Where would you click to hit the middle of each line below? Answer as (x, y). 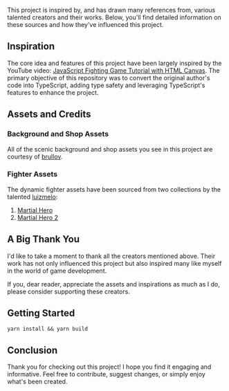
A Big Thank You (43, 239)
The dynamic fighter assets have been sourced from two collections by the (114, 189)
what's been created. (37, 382)
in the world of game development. (57, 271)
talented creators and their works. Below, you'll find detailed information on (114, 17)
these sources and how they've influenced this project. (85, 25)
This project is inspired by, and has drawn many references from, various (111, 10)
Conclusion (33, 350)
